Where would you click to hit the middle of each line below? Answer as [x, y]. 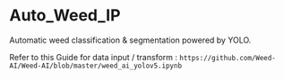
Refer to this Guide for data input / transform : [93, 57]
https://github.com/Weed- [227, 58]
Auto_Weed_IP [65, 16]
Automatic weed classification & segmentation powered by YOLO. [130, 40]
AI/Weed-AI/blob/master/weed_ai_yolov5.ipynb [95, 66]
